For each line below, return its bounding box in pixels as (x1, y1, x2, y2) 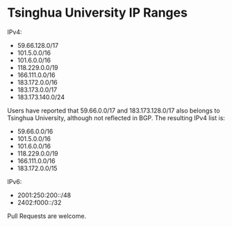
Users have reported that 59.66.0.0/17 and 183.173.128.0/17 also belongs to (7, 106, 220, 115)
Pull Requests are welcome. (7, 212, 87, 220)
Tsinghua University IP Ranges (7, 5, 188, 21)
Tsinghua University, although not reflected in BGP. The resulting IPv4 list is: (7, 113, 226, 122)
